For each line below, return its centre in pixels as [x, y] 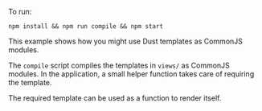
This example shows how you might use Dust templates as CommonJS [126, 41]
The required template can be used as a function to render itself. [115, 98]
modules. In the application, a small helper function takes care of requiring [131, 74]
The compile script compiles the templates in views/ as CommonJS [119, 65]
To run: [20, 12]
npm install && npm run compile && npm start [86, 27]
